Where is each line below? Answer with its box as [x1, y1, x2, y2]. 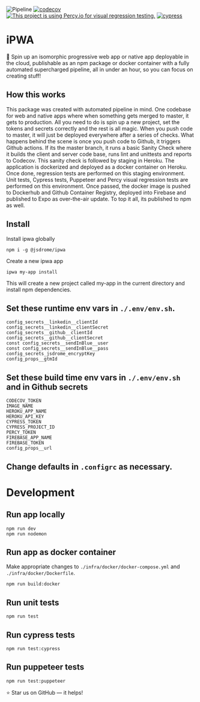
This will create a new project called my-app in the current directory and [6, 279, 185, 287]
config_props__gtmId [6, 356, 58, 362]
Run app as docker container [6, 547, 116, 557]
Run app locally [6, 509, 65, 520]
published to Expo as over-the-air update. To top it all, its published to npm [6, 195, 192, 202]
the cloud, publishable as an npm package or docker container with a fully [6, 59, 190, 66]
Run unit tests [6, 597, 59, 607]
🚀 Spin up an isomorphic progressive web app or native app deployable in [6, 53, 189, 60]
